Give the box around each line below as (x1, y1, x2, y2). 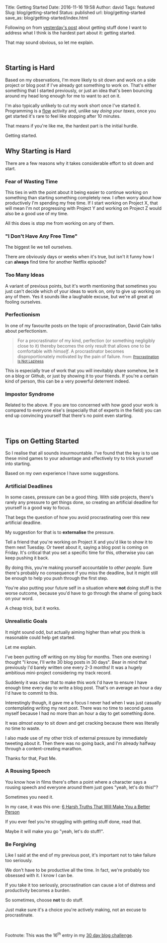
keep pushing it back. (5, 555, 50, 561)
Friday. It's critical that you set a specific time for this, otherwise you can (5, 549, 154, 556)
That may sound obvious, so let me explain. (5, 39, 94, 45)
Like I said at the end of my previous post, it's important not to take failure (5, 852, 156, 858)
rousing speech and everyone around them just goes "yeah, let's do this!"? (5, 784, 158, 790)
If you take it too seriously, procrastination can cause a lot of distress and (5, 882, 156, 888)
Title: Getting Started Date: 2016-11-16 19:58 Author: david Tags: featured (5, 4, 155, 10)
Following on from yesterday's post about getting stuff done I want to (5, 24, 147, 30)
